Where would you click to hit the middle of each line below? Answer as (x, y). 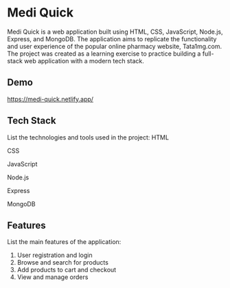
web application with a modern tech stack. (84, 60)
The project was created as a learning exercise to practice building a (104, 54)
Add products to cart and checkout (67, 270)
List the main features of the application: (64, 242)
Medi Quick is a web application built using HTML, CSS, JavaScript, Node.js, (115, 32)
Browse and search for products (62, 263)
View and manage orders (53, 277)
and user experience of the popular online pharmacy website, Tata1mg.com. (115, 46)
